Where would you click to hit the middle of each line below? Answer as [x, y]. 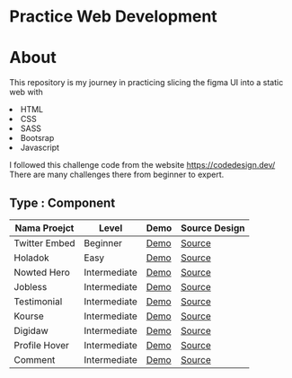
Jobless [31, 286]
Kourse [29, 316]
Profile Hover [42, 345]
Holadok [31, 258]
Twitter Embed [44, 242]
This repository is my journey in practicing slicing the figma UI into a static [146, 83]
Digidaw [31, 330]
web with [26, 92]
